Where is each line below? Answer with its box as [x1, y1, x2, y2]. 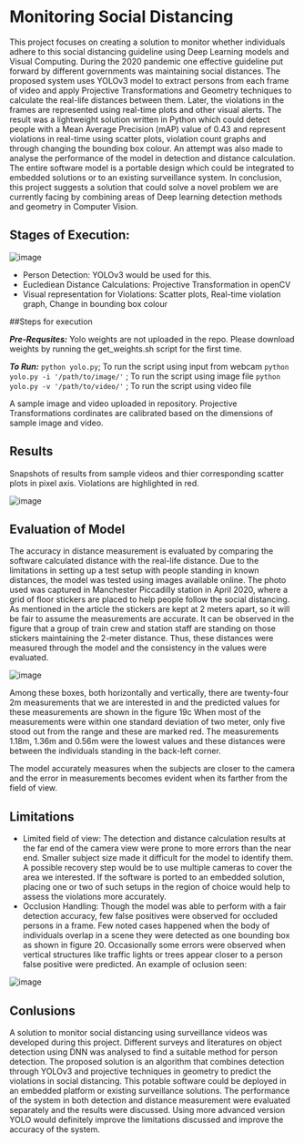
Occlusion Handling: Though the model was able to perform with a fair [22, 901, 287, 912]
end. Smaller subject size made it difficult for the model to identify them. [22, 853, 294, 863]
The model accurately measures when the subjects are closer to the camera [9, 763, 296, 774]
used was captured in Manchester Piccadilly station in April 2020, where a [9, 585, 289, 596]
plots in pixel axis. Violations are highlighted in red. [9, 477, 200, 488]
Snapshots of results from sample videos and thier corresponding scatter [9, 467, 284, 479]
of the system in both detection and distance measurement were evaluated [9, 1095, 291, 1106]
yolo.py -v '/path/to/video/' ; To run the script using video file [9, 380, 252, 391]
